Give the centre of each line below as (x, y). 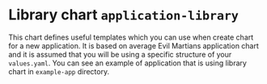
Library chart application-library (123, 15)
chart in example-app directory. (59, 71)
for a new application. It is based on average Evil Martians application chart (133, 45)
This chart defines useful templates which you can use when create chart (131, 37)
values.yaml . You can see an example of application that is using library (127, 63)
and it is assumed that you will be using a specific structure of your (120, 54)
